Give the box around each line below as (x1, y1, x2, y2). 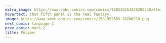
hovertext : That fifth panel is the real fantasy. (5, 12, 112, 17)
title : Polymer (5, 30, 37, 35)
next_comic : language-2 (5, 21, 54, 26)
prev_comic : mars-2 (5, 26, 45, 31)
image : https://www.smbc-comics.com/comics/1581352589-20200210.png (5, 16, 149, 21)
